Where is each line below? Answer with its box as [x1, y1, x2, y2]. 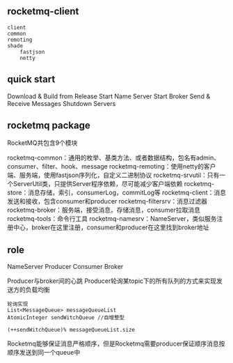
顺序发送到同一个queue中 [7, 348, 81, 357]
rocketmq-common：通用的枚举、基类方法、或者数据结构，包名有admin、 [7, 153, 220, 162]
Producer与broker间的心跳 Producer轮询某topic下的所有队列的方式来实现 [7, 277, 217, 285]
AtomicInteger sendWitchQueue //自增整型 [7, 314, 125, 321]
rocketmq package [7, 120, 90, 132]
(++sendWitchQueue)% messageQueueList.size [7, 327, 136, 334]
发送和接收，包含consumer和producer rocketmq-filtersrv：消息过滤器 [7, 197, 207, 206]
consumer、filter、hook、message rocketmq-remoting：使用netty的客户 [7, 162, 216, 171]
